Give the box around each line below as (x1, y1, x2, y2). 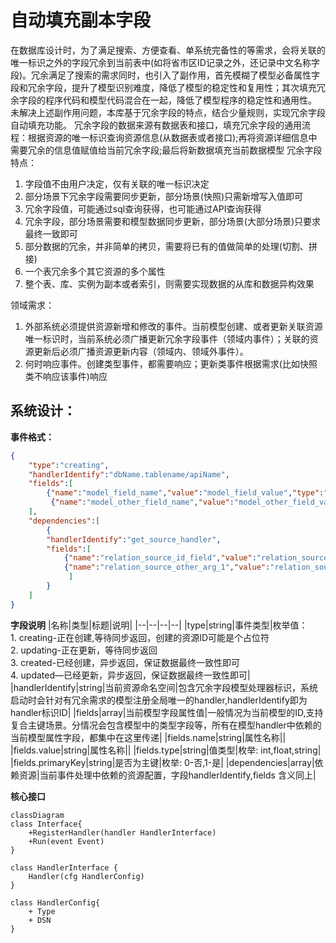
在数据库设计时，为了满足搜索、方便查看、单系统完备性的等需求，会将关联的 (10, 44, 326, 56)
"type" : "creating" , (28, 460, 110, 470)
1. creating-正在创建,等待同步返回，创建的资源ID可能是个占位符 (10, 631, 270, 643)
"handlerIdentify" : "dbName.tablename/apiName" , (28, 469, 230, 480)
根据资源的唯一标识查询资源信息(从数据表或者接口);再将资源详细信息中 (27, 131, 318, 143)
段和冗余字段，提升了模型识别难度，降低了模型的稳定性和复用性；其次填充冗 (10, 81, 326, 93)
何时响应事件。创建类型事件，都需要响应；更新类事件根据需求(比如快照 (24, 357, 318, 370)
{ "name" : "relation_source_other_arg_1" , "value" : (63, 562, 271, 573)
